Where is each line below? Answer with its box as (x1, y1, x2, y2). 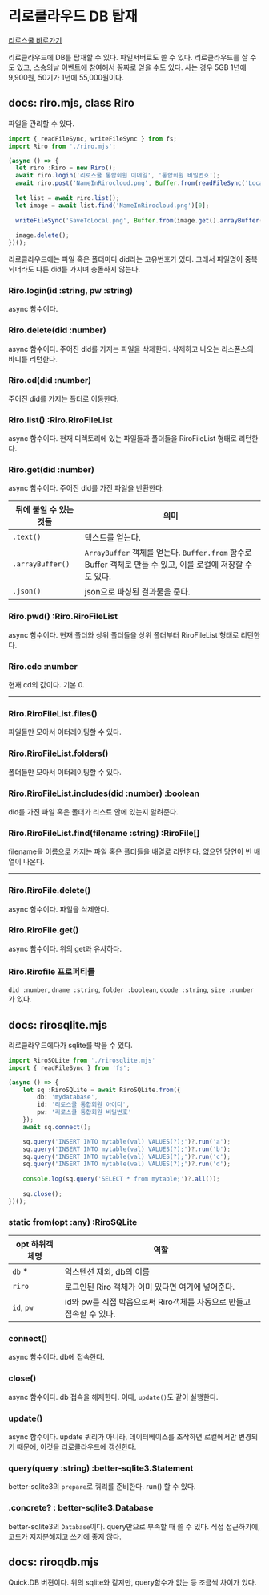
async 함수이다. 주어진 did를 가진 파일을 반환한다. (8, 483, 164, 493)
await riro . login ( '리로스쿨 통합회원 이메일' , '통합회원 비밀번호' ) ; (15, 172, 220, 180)
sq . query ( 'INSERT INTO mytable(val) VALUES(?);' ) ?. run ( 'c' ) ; (22, 1152, 231, 1161)
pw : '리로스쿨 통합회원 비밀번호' (37, 1108, 132, 1116)
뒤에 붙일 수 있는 (15, 504, 74, 516)
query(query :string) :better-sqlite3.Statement (8, 1462, 194, 1474)
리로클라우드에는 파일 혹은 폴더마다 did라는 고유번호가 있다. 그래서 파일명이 (8, 255, 243, 263)
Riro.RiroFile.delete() (8, 885, 91, 896)
